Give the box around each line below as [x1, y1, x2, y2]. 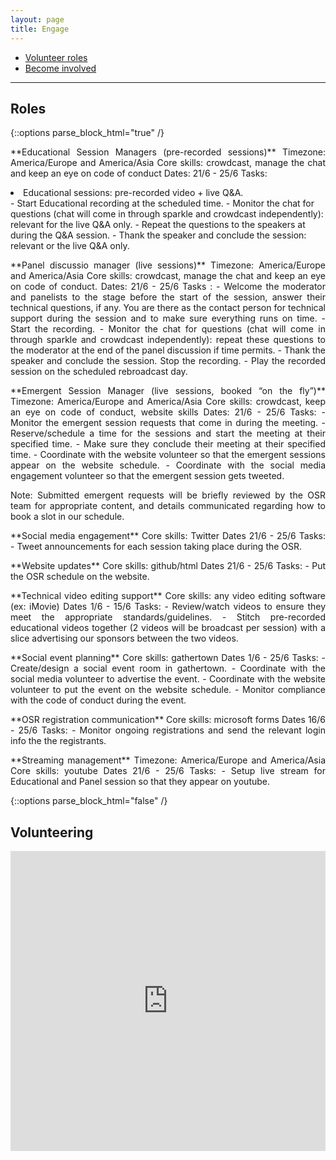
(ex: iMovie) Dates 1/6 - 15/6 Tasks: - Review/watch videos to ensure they [10, 601, 326, 613]
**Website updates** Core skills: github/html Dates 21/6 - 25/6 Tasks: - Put [10, 560, 326, 572]
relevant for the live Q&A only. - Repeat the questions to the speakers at [10, 219, 306, 231]
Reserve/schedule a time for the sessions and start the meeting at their [10, 427, 326, 440]
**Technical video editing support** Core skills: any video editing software [10, 590, 326, 602]
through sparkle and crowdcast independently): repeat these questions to [10, 334, 326, 346]
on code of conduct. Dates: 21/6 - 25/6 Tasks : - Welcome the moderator [10, 281, 326, 293]
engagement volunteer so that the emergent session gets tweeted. [10, 470, 285, 482]
